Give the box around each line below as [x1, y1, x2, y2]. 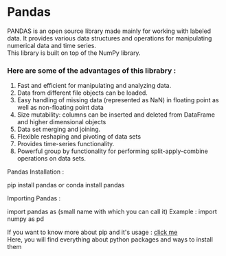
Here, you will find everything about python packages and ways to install [7, 235, 213, 244]
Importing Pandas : [7, 194, 61, 202]
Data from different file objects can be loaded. [16, 89, 148, 97]
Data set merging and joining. [16, 125, 101, 134]
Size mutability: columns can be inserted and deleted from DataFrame [16, 110, 215, 119]
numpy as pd [7, 215, 45, 223]
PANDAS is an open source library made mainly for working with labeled [7, 27, 212, 35]
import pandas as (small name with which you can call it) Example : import [7, 207, 218, 216]
